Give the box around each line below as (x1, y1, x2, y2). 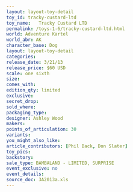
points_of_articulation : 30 (6, 126, 77, 132)
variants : (6, 132, 31, 138)
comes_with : (6, 82, 36, 88)
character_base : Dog (6, 43, 58, 49)
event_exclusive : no (6, 166, 58, 172)
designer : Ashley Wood (6, 115, 63, 121)
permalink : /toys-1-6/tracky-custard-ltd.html (6, 25, 125, 32)
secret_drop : (6, 98, 39, 104)
